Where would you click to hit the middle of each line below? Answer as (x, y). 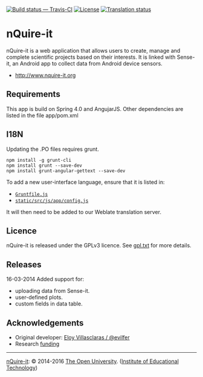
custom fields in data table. (49, 304)
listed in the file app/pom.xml (42, 115)
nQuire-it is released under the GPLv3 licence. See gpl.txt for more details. (99, 245)
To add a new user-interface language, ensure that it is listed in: (85, 182)
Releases (24, 265)
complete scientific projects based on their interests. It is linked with (91, 57)
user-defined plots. (39, 298)
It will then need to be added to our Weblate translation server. (84, 212)
